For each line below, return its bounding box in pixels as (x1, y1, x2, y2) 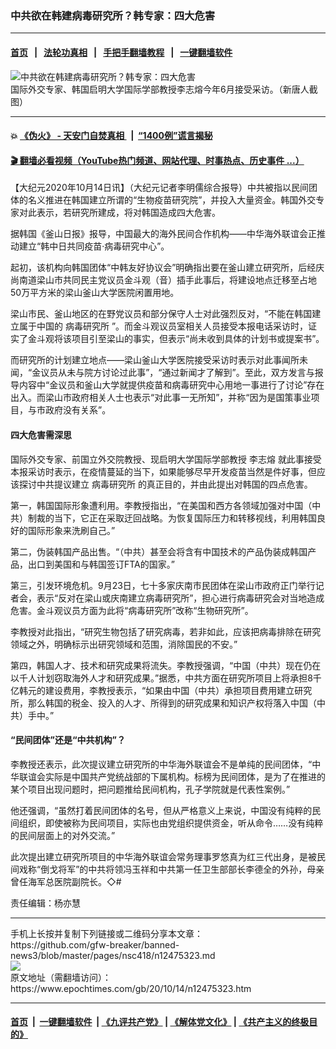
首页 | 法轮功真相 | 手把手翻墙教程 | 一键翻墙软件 (10, 46, 233, 58)
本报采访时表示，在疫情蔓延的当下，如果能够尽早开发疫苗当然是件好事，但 (10, 465, 317, 477)
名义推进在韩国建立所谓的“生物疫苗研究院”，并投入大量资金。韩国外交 (27, 194, 317, 206)
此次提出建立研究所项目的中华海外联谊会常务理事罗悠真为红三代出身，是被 (10, 850, 317, 862)
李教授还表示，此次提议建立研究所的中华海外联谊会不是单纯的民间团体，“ (10, 758, 313, 770)
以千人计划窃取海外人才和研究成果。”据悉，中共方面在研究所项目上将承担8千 (10, 672, 322, 684)
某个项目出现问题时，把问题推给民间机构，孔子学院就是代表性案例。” (10, 783, 291, 795)
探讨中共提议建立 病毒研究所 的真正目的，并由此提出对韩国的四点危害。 (18, 478, 313, 490)
